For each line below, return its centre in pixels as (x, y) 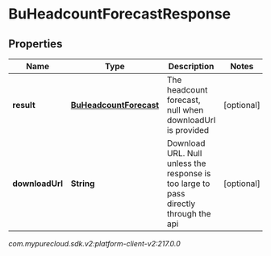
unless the (186, 163)
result (24, 105)
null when (185, 110)
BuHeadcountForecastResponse (120, 14)
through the (189, 214)
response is (189, 173)
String (83, 184)
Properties (35, 44)
